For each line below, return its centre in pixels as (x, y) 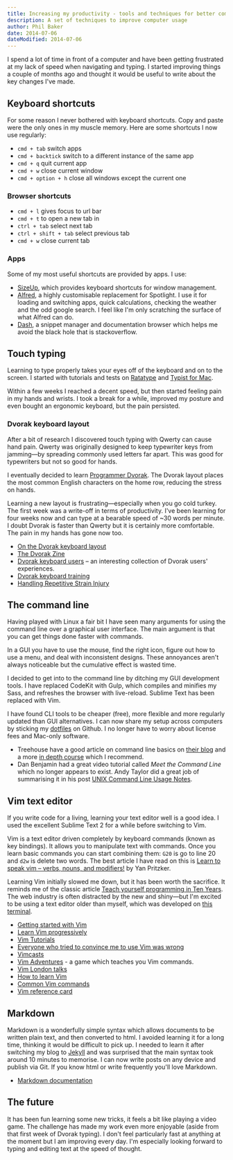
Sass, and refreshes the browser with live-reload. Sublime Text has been (111, 693)
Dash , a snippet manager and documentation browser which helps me (118, 324)
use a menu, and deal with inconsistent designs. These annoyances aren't (113, 658)
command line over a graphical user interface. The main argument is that (111, 629)
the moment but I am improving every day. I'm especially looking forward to (115, 1141)
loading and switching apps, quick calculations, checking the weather (117, 302)
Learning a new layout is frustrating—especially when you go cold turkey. (112, 503)
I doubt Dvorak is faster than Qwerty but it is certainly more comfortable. (111, 525)
